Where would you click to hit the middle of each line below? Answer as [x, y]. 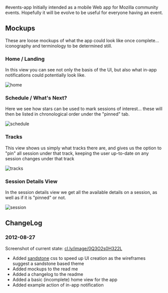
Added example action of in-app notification [58, 285]
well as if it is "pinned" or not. [36, 198]
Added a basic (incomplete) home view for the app [65, 279]
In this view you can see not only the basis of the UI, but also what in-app [81, 70]
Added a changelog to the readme [48, 274]
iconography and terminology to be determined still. [59, 46]
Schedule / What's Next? [36, 98]
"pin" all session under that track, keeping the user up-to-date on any [77, 153]
